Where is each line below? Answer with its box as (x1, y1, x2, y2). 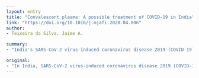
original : (6, 57, 31, 63)
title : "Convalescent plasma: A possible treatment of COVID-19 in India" (6, 14, 195, 20)
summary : (6, 41, 28, 47)
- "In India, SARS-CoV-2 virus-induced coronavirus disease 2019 (6, 63, 171, 69)
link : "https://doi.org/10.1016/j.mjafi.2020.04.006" (6, 19, 142, 25)
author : (6, 25, 25, 31)
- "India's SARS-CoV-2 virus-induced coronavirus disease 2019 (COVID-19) (6, 47, 195, 53)
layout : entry (6, 8, 41, 15)
